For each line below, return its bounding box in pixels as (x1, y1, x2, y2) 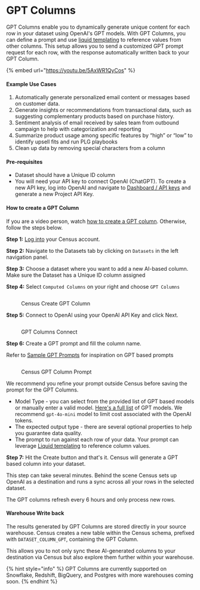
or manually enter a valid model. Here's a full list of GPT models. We (14, 404, 183, 411)
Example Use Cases (6, 80, 57, 87)
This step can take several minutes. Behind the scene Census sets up (6, 472, 177, 479)
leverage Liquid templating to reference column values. (14, 442, 151, 449)
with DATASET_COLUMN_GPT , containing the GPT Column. (6, 536, 139, 543)
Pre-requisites (6, 158, 43, 165)
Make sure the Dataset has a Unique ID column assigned (6, 271, 146, 279)
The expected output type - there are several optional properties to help (14, 423, 192, 430)
